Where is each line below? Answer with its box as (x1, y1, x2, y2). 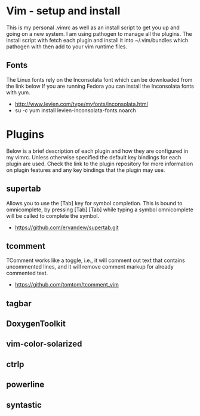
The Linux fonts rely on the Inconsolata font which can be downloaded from (6, 76, 193, 83)
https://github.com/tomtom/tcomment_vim (14, 281, 119, 288)
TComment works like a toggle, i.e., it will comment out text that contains (6, 257, 185, 264)
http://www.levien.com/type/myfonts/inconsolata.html (14, 100, 148, 107)
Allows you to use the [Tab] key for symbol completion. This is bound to (6, 199, 183, 207)
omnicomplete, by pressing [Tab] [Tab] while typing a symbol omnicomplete (6, 206, 194, 213)
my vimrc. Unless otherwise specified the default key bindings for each (6, 153, 181, 161)
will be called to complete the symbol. (6, 212, 100, 219)
